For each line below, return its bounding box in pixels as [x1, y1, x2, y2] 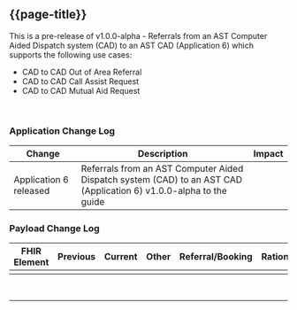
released [13, 185, 50, 198]
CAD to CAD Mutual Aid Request [21, 85, 141, 96]
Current [103, 251, 138, 263]
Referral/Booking [179, 251, 254, 263]
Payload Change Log [9, 222, 100, 235]
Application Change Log [9, 124, 116, 136]
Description [137, 148, 188, 160]
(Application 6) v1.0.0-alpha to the [80, 185, 227, 198]
